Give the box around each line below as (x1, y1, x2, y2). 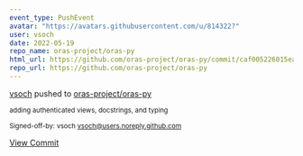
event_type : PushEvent (9, 13, 95, 23)
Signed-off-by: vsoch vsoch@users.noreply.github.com (9, 121, 182, 131)
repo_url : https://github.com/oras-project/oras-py (9, 64, 207, 73)
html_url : (9, 55, 47, 64)
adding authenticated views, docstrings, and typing (9, 106, 169, 115)
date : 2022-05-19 (9, 38, 75, 48)
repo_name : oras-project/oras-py (9, 47, 135, 56)
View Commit (9, 137, 60, 148)
